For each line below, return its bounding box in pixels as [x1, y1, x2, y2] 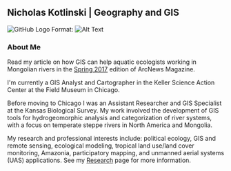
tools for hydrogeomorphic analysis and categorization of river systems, [7, 114, 212, 122]
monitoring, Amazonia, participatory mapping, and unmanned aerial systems [7, 149, 225, 157]
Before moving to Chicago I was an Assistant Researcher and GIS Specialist [7, 99, 222, 107]
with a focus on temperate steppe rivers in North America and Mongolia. [7, 121, 212, 129]
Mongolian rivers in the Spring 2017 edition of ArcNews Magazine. [7, 65, 195, 73]
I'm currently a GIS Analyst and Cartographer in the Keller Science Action [7, 78, 215, 87]
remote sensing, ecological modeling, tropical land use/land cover [7, 141, 194, 150]
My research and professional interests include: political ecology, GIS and [7, 135, 216, 143]
